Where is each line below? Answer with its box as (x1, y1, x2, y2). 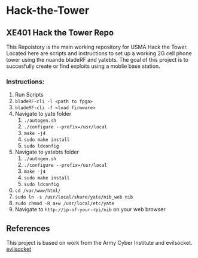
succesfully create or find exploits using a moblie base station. (6, 62, 160, 70)
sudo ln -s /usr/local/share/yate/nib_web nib (14, 194, 133, 200)
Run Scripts (14, 91, 44, 98)
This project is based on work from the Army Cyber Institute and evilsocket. (6, 239, 193, 247)
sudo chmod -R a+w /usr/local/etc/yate (14, 200, 115, 207)
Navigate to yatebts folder (14, 148, 80, 156)
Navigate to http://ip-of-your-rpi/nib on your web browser (14, 206, 166, 213)
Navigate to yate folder (14, 110, 72, 118)
